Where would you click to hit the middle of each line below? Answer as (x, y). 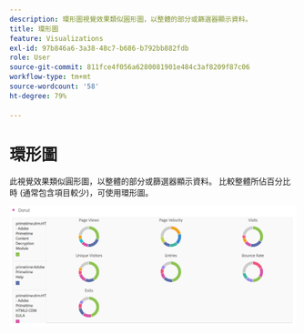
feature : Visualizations (56, 38)
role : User (30, 58)
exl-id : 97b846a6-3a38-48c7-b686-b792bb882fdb (99, 48)
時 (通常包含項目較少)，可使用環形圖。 (81, 193)
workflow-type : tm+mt (51, 77)
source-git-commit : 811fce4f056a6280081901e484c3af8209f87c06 (130, 67)
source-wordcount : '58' (55, 86)
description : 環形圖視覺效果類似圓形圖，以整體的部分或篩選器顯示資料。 (131, 19)
